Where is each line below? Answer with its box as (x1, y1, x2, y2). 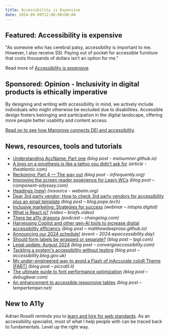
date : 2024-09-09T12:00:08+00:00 (5, 12, 76, 17)
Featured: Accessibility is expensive (5, 31, 123, 40)
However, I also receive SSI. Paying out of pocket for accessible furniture (5, 50, 158, 56)
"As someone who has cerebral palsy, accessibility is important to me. (5, 44, 152, 51)
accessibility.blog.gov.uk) (12, 252, 66, 258)
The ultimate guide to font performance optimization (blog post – (12, 269, 148, 275)
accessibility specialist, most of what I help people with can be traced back (5, 318, 162, 324)
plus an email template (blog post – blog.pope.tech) (12, 198, 121, 205)
